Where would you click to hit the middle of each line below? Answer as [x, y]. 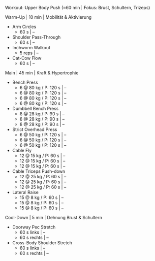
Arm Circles [24, 27]
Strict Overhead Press [35, 130]
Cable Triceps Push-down [39, 171]
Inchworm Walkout [31, 48]
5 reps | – [29, 53]
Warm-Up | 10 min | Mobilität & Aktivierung [48, 17]
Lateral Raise [25, 192]
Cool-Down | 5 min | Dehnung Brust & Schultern [54, 217]
